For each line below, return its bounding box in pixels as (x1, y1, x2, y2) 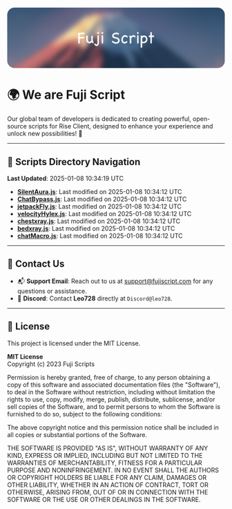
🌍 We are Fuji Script (7, 87, 126, 103)
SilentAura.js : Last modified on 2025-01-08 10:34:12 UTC (17, 188, 182, 196)
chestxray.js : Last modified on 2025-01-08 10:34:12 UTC (17, 217, 181, 225)
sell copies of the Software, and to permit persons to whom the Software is (7, 402, 221, 411)
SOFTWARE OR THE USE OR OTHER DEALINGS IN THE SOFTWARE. (7, 495, 201, 503)
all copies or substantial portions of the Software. (7, 430, 147, 439)
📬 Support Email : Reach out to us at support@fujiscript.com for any (17, 277, 213, 285)
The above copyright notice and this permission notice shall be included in (7, 423, 219, 432)
